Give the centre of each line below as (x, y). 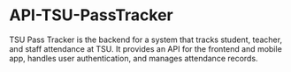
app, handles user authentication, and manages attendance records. (134, 58)
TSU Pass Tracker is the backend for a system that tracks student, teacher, (146, 40)
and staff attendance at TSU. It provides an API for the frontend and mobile (146, 48)
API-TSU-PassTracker (92, 15)
